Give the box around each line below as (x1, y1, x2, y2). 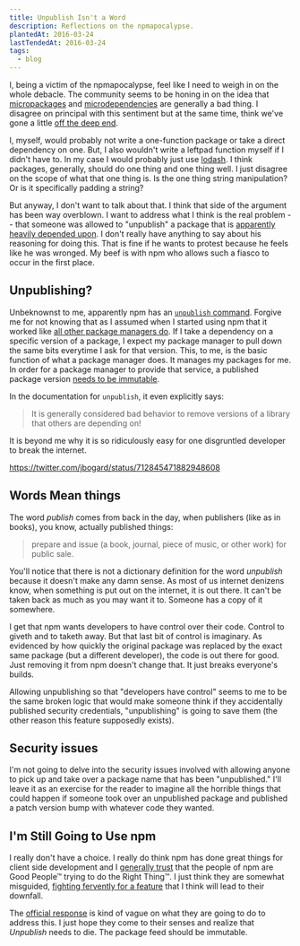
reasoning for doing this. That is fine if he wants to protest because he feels (9, 239, 289, 248)
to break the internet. (9, 445, 87, 456)
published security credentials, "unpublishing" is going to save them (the (9, 705, 279, 716)
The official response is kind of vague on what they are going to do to (9, 907, 266, 919)
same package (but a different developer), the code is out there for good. (9, 649, 279, 660)
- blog (17, 55, 42, 64)
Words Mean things (9, 488, 121, 503)
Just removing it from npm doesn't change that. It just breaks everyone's (9, 659, 279, 670)
